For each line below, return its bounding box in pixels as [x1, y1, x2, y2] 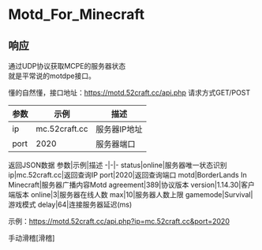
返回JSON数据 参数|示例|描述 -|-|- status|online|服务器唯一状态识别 [8, 160, 227, 170]
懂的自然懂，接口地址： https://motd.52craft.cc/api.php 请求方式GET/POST [8, 88, 251, 97]
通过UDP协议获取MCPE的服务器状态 [8, 62, 126, 70]
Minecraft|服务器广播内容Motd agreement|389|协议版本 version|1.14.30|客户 [8, 180, 255, 189]
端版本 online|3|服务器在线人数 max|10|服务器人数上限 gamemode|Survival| [8, 190, 253, 199]
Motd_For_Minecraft [8, 6, 144, 24]
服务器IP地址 [95, 124, 144, 135]
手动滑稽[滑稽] [8, 233, 55, 242]
